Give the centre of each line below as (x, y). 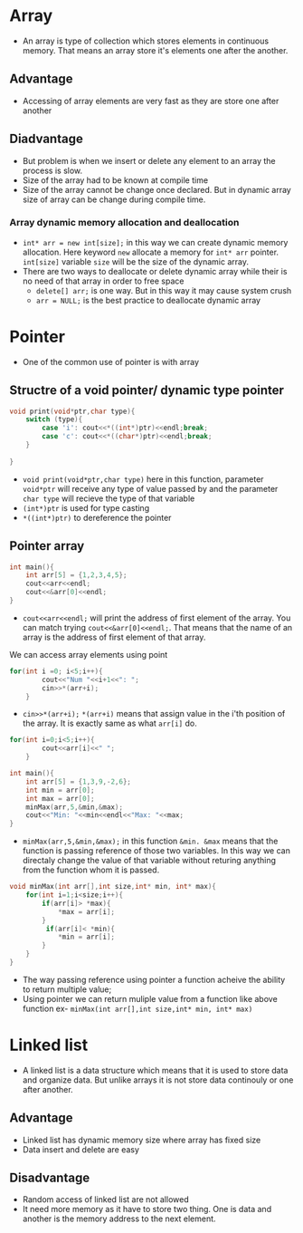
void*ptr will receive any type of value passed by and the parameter (150, 488)
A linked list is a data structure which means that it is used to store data (155, 1070)
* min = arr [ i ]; (86, 937)
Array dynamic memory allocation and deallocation (124, 223)
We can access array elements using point (89, 654)
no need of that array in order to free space (103, 281)
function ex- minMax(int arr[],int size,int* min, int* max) (137, 1008)
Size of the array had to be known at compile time (115, 180)
